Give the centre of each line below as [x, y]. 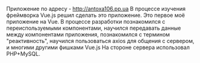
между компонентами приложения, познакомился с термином [88, 35]
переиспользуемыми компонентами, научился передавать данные [94, 28]
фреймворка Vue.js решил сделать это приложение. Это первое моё [96, 15]
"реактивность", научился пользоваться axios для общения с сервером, [101, 41]
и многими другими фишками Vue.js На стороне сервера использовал [98, 47]
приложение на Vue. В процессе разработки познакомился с [86, 22]
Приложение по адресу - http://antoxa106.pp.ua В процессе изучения [96, 9]
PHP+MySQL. [23, 54]
